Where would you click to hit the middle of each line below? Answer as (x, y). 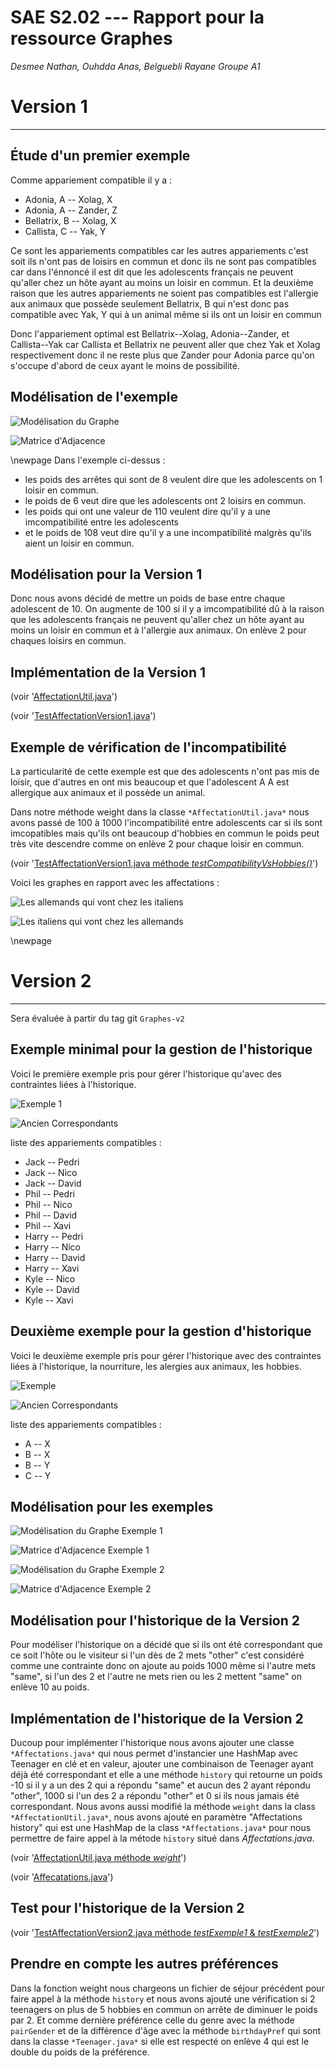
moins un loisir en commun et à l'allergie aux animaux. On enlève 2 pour (158, 630)
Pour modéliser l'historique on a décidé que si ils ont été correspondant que (166, 1645)
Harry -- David (55, 1257)
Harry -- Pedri (54, 1236)
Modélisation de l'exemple (94, 397)
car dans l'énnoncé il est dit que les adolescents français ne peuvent (152, 272)
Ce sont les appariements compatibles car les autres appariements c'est (159, 250)
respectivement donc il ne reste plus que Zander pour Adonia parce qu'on (162, 355)
